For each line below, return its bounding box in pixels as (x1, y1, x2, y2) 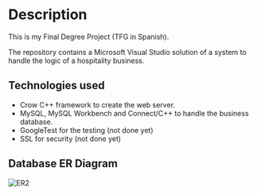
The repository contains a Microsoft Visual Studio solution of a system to (8, 47, 247, 57)
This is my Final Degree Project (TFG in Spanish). (8, 32, 169, 41)
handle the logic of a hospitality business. (8, 56, 145, 65)
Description (8, 6, 88, 24)
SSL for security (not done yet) (19, 134, 122, 143)
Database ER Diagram (8, 157, 118, 170)
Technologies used (8, 79, 105, 92)
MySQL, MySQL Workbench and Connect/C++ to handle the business (19, 108, 249, 118)
